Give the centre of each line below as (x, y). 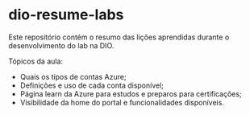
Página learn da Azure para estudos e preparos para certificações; (131, 93)
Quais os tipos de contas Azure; (73, 76)
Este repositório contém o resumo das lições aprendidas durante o (119, 37)
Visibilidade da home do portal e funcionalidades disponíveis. (122, 102)
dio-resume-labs (66, 15)
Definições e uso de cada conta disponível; (92, 85)
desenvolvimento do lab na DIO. (61, 45)
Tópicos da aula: (35, 61)
